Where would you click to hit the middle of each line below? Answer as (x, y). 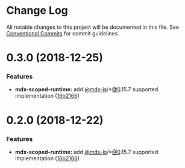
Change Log (37, 10)
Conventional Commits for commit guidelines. (63, 33)
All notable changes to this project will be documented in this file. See (93, 27)
